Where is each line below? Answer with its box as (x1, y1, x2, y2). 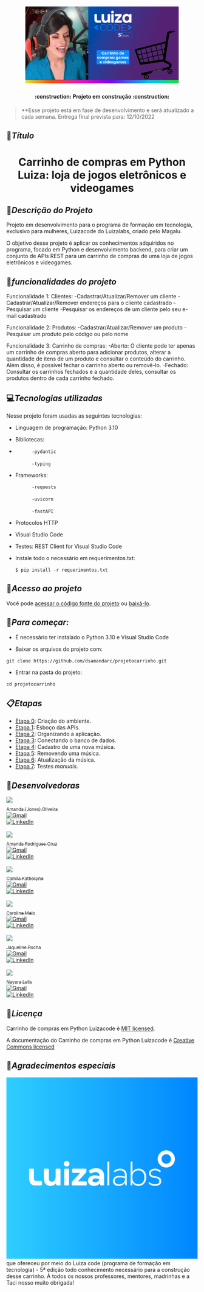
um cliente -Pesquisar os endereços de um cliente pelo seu (32, 306, 181, 313)
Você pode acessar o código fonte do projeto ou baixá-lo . (6, 600, 151, 607)
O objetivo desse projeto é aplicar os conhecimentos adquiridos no (6, 239, 174, 247)
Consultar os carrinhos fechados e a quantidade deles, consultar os (6, 368, 176, 376)
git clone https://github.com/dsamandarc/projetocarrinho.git (6, 658, 167, 664)
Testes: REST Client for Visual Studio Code (15, 542, 123, 550)
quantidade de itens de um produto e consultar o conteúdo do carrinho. (6, 355, 186, 362)
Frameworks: (15, 472, 49, 479)
